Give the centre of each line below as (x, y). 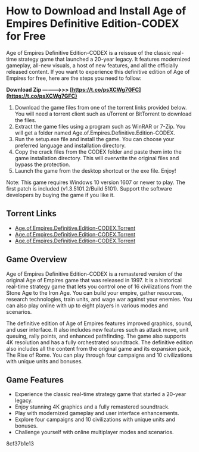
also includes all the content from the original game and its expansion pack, (99, 348)
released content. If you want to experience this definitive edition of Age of (98, 71)
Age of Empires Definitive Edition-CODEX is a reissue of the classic (88, 52)
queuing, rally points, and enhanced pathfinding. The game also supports (96, 336)
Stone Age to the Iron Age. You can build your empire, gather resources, (95, 292)
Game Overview (37, 259)
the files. (26, 120)
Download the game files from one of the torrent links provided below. (101, 107)
